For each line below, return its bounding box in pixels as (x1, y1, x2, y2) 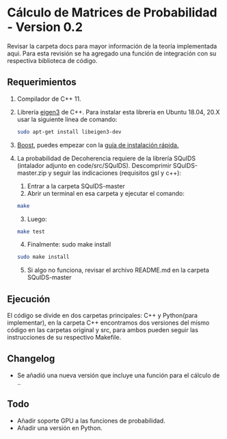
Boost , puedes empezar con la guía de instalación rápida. (16, 140, 179, 149)
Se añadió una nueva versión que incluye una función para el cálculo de (16, 371, 220, 379)
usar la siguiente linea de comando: (16, 115, 118, 123)
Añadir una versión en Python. (16, 423, 103, 432)
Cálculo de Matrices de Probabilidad (7, 5, 217, 21)
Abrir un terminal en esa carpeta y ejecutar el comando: (27, 189, 185, 197)
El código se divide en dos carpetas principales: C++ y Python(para (7, 312, 198, 320)
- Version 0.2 (7, 19, 83, 35)
